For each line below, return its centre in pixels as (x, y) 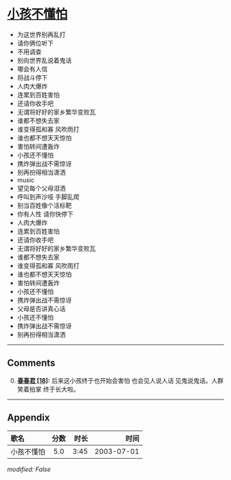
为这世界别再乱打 (41, 34)
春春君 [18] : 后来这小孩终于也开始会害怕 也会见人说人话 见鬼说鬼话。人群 (120, 380)
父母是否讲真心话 (41, 309)
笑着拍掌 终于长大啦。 (48, 389)
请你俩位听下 (35, 43)
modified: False (29, 469)
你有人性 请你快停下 (45, 213)
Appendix (29, 418)
